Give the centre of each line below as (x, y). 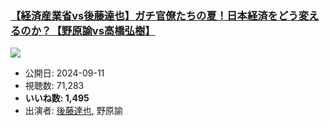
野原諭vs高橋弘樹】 (108, 30)
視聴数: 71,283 (54, 86)
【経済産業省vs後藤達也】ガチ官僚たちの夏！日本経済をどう (154, 15)
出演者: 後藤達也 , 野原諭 (73, 111)
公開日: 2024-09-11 (64, 73)
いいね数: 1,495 (57, 98)
